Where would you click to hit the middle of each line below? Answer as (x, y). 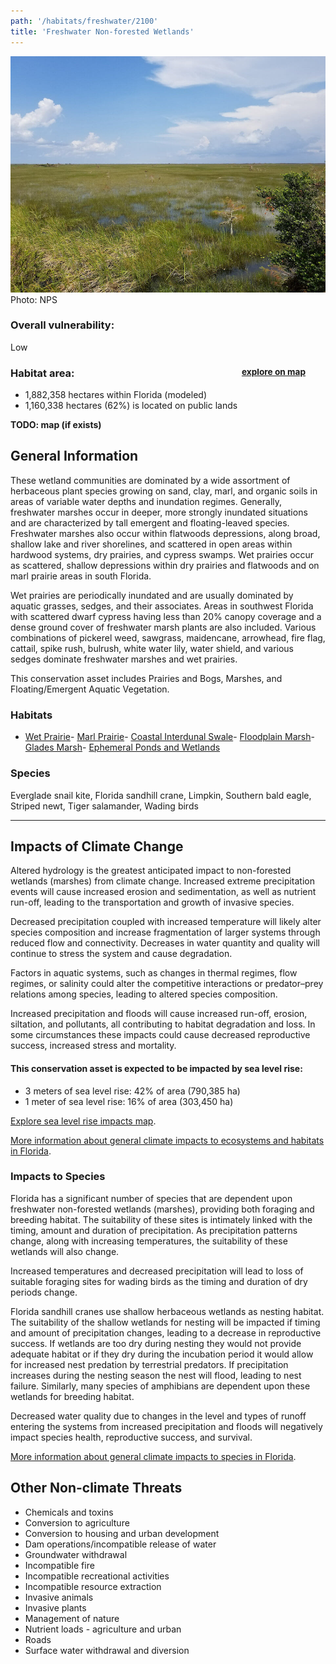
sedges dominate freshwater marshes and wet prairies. (124, 659)
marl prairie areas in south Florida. (81, 576)
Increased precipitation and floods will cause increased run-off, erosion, (159, 1014)
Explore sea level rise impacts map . (83, 1121)
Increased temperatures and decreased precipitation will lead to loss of (157, 1271)
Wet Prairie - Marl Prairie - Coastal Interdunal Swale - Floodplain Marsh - (169, 737)
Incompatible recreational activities (97, 1576)
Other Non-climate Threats (96, 1488)
